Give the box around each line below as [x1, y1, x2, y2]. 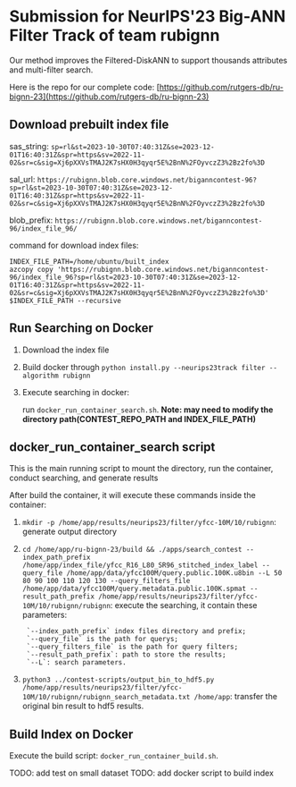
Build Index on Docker [9, 726, 134, 741]
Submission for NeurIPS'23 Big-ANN [9, 6, 286, 27]
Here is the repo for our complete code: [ [9, 81, 160, 92]
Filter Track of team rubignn [9, 25, 220, 46]
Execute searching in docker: [21, 386, 129, 397]
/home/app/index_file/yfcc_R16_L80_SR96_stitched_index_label [21, 561, 259, 570]
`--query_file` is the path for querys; [26, 635, 179, 644]
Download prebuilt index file [9, 117, 169, 132]
